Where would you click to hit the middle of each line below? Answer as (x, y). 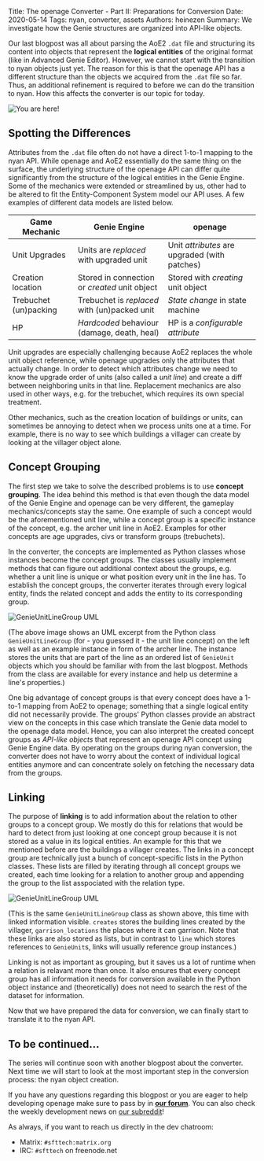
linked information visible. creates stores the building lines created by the (127, 922)
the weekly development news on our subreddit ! (86, 1111)
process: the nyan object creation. (64, 1080)
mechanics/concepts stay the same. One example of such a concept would (130, 511)
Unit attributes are (201, 245)
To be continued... (54, 1044)
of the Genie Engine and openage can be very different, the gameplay (121, 503)
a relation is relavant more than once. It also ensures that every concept (125, 971)
